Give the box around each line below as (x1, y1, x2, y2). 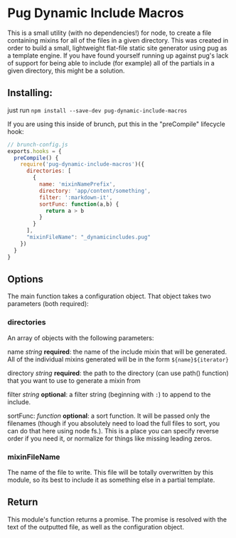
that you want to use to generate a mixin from (7, 376, 141, 385)
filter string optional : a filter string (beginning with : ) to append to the (7, 390, 211, 399)
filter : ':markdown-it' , (38, 194, 113, 201)
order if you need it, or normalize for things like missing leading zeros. (7, 434, 212, 443)
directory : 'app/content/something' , (38, 187, 151, 194)
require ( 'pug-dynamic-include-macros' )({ (20, 161, 144, 168)
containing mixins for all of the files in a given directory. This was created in (7, 36, 229, 44)
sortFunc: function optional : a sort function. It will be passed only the (7, 411, 210, 420)
